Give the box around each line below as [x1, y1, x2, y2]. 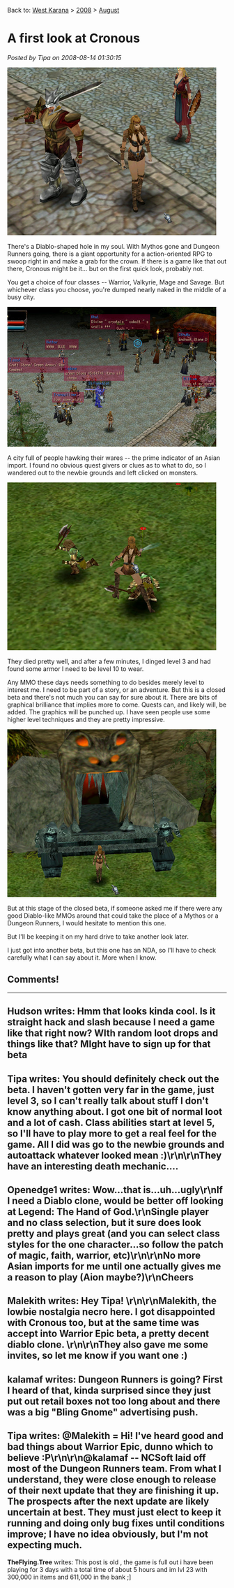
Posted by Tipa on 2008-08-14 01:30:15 [7, 53, 122, 62]
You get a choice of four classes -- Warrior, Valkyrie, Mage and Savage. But [7, 277, 225, 286]
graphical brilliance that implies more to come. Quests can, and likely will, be [7, 700, 227, 709]
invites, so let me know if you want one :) [7, 1350, 188, 1362]
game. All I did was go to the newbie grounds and [7, 1139, 225, 1150]
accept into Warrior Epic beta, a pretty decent [7, 1328, 210, 1340]
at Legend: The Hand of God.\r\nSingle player [7, 1206, 210, 1218]
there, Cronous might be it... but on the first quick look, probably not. [7, 264, 204, 273]
